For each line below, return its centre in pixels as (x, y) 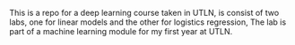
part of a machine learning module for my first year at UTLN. (121, 31)
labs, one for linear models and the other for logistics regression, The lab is (148, 22)
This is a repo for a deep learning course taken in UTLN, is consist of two (144, 13)
